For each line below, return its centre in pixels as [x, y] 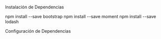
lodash [12, 22]
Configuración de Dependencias [38, 31]
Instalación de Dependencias [34, 7]
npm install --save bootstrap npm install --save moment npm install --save [81, 16]
